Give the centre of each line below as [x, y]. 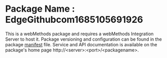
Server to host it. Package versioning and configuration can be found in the [83, 39]
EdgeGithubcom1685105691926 [74, 20]
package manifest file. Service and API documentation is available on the [81, 44]
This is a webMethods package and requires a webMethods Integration [79, 34]
